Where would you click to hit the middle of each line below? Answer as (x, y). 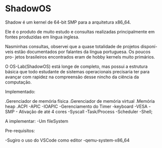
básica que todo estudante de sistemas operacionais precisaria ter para (77, 71)
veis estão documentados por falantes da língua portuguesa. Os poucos (78, 52)
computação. (18, 82)
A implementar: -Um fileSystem (37, 121)
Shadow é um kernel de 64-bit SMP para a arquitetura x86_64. (68, 22)
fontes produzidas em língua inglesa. (42, 37)
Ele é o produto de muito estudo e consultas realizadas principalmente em (80, 31)
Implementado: (20, 91)
